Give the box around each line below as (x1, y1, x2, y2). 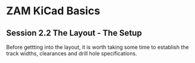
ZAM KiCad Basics (6, 4, 100, 18)
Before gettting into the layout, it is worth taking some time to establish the (6, 43, 189, 51)
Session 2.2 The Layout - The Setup (6, 28, 142, 38)
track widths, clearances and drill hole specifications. (6, 50, 137, 57)
